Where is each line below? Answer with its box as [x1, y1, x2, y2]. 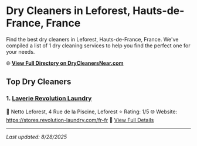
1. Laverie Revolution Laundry [6, 95, 92, 103]
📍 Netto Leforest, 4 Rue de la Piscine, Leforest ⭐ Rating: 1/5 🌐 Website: [6, 108, 178, 115]
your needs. [6, 48, 35, 55]
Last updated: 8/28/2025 [6, 133, 67, 140]
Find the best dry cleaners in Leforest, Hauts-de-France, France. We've [6, 36, 179, 43]
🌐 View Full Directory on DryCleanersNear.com [6, 60, 124, 67]
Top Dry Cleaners [6, 77, 72, 87]
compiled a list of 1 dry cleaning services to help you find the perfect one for [6, 42, 191, 49]
